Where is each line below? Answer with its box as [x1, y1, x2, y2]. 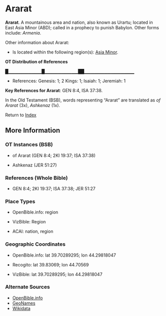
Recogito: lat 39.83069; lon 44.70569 [12, 262, 89, 267]
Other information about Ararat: [5, 39, 69, 45]
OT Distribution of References [5, 58, 68, 64]
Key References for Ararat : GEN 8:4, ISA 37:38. [5, 87, 103, 93]
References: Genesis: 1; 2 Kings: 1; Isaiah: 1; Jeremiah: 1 [12, 78, 126, 84]
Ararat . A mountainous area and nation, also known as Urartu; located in [5, 19, 153, 25]
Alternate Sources [5, 283, 51, 290]
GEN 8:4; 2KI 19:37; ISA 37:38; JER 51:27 [12, 185, 96, 191]
